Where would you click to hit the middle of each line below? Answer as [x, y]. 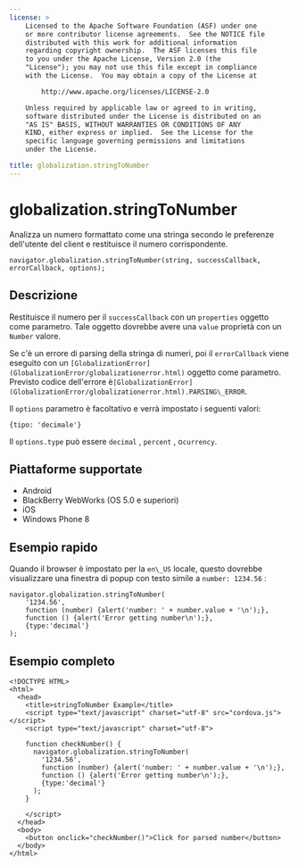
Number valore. [35, 336]
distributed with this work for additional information [132, 42]
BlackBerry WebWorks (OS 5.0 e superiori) [100, 500]
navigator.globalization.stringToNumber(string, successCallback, [135, 260]
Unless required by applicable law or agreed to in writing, [141, 108]
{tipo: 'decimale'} [46, 425]
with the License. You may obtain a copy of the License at [141, 76]
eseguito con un [39, 362]
